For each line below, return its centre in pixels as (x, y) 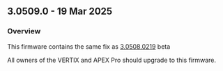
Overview (24, 31)
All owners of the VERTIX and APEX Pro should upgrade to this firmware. (112, 60)
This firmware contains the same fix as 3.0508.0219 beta (89, 46)
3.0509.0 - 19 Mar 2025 (60, 11)
